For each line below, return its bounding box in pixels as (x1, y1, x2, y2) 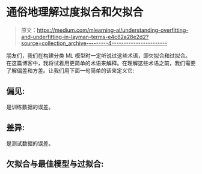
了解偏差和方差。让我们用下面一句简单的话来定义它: (6, 67, 135, 74)
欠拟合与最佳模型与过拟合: (6, 158, 104, 169)
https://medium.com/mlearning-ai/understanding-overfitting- (37, 26, 189, 34)
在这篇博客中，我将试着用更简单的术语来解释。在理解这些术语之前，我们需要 (6, 59, 196, 67)
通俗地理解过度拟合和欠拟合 (6, 5, 144, 19)
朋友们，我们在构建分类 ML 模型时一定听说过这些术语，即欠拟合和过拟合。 (6, 52, 191, 59)
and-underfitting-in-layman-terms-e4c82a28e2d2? (20, 33, 149, 40)
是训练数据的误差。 (6, 103, 54, 110)
